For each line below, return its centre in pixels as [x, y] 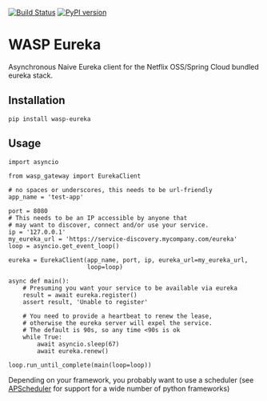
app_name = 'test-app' [46, 197]
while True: [42, 337]
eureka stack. [31, 75]
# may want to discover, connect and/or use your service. [109, 225]
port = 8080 [28, 211]
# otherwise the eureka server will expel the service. [118, 323]
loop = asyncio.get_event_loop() [64, 246]
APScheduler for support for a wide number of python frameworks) [119, 388]
